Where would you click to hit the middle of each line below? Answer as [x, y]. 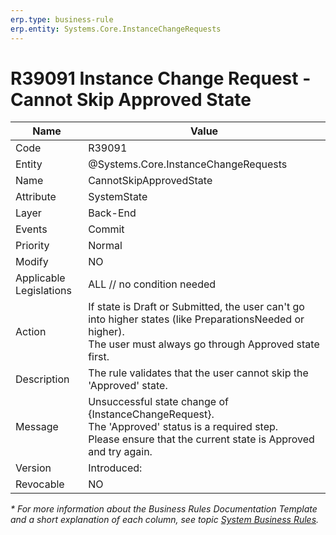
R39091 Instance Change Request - [161, 78]
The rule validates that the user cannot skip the [198, 373]
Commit [106, 229]
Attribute [36, 197]
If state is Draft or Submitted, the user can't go [196, 307]
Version [33, 468]
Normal [105, 246]
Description [42, 379]
